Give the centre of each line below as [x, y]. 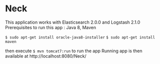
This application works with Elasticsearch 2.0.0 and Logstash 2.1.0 [73, 22]
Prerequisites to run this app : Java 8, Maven [51, 27]
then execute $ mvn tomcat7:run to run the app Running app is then [74, 51]
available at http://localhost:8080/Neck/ [46, 56]
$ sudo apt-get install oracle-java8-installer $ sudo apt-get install [80, 37]
